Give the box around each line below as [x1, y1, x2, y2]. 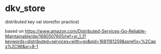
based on [5, 28, 24, 34]
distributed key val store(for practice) [5, 19, 80, 25]
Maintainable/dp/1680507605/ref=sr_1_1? [5, 33, 86, 39]
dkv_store [5, 3, 46, 14]
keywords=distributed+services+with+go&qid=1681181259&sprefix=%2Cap [5, 38, 156, 44]
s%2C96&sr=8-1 [5, 43, 38, 49]
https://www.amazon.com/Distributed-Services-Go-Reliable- [25, 28, 147, 34]
